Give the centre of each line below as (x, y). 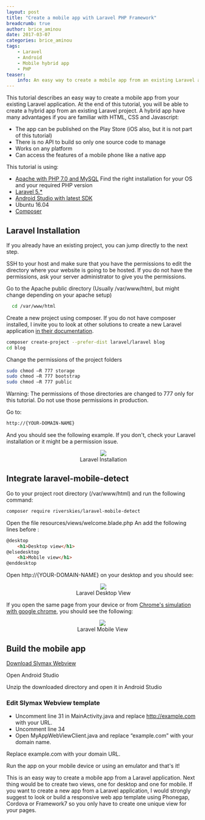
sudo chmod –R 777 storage (41, 371)
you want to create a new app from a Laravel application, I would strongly (99, 791)
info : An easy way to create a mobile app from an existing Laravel (106, 80)
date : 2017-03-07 (28, 35)
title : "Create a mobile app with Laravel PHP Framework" (81, 18)
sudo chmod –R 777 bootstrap (43, 376)
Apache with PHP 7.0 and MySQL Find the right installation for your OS (104, 179)
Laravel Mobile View (103, 629)
